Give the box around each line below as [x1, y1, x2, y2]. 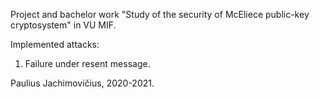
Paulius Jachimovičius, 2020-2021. [10, 77, 155, 89]
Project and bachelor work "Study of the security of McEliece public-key [10, 9, 310, 20]
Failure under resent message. [24, 58, 151, 69]
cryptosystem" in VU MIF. [10, 19, 117, 31]
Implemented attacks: [10, 39, 100, 50]
